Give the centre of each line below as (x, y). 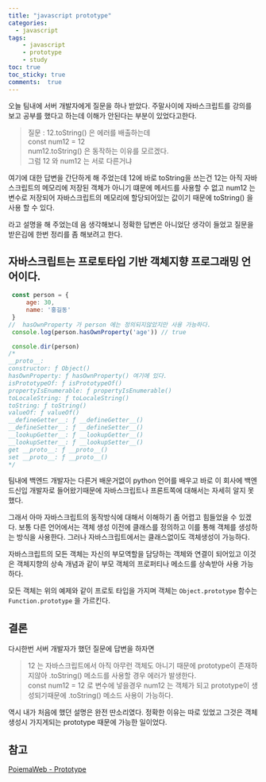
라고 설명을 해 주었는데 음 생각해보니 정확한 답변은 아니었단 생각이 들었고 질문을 (131, 224)
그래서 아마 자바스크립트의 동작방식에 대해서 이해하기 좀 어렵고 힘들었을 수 (123, 518)
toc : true (25, 67)
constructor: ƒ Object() (49, 369)
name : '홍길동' (48, 310)
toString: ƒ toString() (48, 406)
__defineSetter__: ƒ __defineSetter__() (76, 428)
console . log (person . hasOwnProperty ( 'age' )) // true (99, 332)
